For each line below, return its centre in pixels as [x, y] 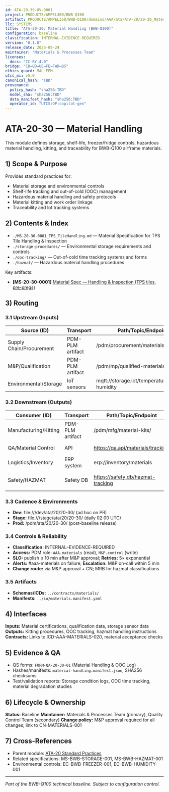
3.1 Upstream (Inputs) [32, 317]
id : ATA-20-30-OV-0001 [29, 10]
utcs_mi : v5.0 [20, 76]
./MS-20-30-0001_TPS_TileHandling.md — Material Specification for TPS [86, 235]
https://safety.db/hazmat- [125, 477]
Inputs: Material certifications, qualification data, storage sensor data [77, 626]
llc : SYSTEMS [19, 24]
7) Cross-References [38, 741]
